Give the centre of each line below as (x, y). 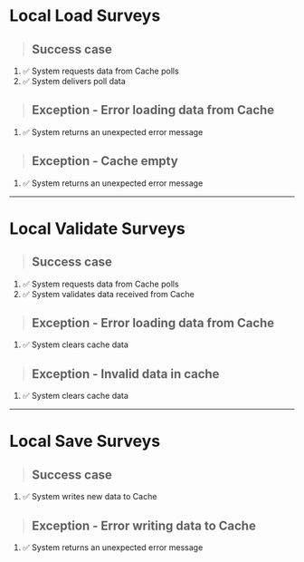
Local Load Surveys (85, 16)
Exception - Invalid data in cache (125, 374)
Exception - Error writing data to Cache (143, 525)
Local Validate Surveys (97, 228)
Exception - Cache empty (104, 161)
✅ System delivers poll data (74, 81)
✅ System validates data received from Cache (108, 294)
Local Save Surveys (85, 441)
